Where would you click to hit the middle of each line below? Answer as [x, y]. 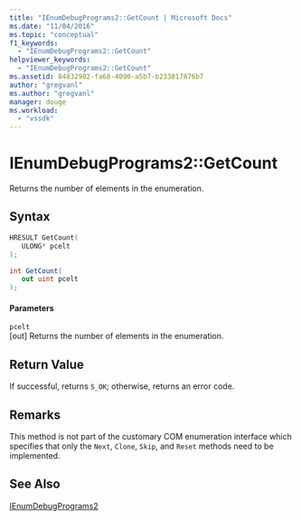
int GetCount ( [36, 271]
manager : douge [38, 102]
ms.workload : [34, 110]
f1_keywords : [34, 43]
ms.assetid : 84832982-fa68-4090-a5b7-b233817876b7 [107, 77]
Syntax [30, 217]
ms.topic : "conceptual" [54, 34]
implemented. [35, 455]
